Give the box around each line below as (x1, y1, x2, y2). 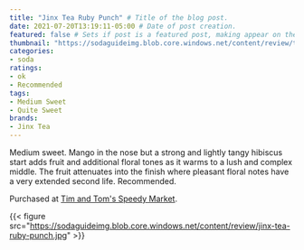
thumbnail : (9, 38, 51, 48)
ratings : (9, 64, 43, 73)
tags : (9, 88, 30, 97)
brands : (9, 114, 39, 123)
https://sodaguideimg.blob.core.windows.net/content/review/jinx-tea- (30, 220, 291, 231)
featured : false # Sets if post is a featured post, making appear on (9, 30, 281, 39)
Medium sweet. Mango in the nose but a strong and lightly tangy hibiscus (9, 147, 283, 158)
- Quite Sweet (9, 106, 63, 115)
